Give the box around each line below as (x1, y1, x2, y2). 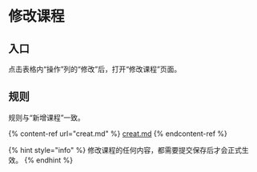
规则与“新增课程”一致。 (8, 113, 86, 122)
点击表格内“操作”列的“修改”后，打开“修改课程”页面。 (8, 65, 182, 74)
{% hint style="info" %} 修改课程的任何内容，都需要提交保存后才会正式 (8, 145, 243, 154)
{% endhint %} (23, 155, 74, 165)
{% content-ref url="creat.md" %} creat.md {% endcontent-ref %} (8, 129, 228, 138)
